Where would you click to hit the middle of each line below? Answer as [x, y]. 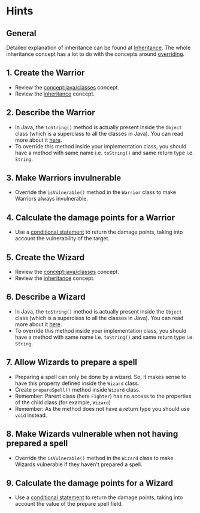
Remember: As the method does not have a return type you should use [102, 408]
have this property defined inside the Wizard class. [77, 383]
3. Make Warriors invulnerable [64, 178]
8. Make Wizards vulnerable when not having [92, 434]
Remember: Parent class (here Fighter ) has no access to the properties [103, 396]
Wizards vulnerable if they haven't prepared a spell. [78, 464]
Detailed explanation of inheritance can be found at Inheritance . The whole [99, 47]
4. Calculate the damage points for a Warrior [91, 217]
